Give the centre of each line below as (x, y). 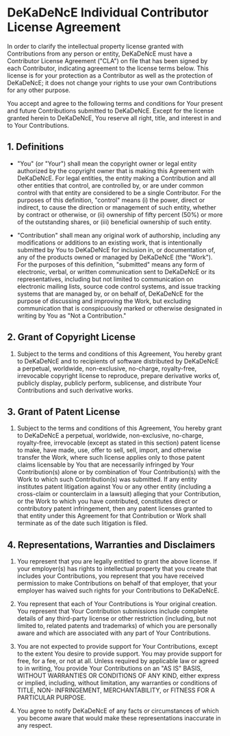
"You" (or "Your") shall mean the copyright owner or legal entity (107, 164)
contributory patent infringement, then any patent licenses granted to (115, 509)
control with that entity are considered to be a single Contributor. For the (119, 192)
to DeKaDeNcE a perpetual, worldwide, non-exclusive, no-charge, (110, 436)
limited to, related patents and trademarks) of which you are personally (117, 626)
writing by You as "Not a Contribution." (72, 315)
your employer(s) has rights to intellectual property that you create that (117, 569)
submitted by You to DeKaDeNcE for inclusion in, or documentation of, (116, 249)
